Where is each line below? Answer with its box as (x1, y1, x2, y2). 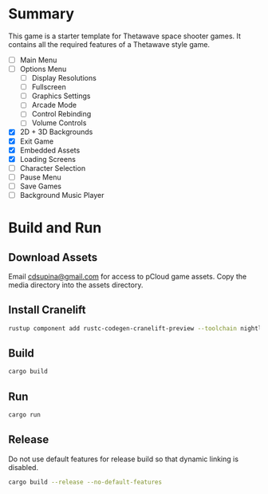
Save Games (19, 181, 62, 191)
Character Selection (19, 163, 86, 172)
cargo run (8, 411, 41, 419)
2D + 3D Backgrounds (19, 127, 93, 136)
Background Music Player (19, 190, 104, 200)
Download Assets (8, 251, 98, 264)
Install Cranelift (8, 303, 86, 317)
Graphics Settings (31, 91, 91, 101)
